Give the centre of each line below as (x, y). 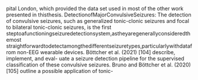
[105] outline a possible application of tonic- (60, 71)
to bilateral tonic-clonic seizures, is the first (59, 27)
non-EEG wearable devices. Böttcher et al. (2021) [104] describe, (96, 52)
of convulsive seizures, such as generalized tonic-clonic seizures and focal (98, 21)
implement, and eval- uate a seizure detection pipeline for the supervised (95, 59)
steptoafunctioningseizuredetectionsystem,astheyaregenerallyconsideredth (98, 34)
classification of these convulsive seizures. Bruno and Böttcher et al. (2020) (98, 65)
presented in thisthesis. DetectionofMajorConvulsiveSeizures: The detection (99, 15)
